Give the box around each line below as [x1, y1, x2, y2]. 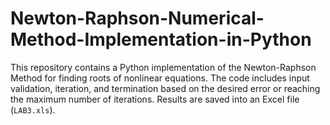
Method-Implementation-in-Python [10, 28, 312, 51]
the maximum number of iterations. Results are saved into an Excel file [10, 93, 300, 105]
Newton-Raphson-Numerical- [10, 7, 265, 30]
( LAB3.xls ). [10, 103, 56, 116]
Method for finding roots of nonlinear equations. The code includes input [10, 72, 310, 84]
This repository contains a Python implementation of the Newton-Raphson [10, 61, 317, 73]
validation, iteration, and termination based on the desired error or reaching [10, 82, 321, 94]
